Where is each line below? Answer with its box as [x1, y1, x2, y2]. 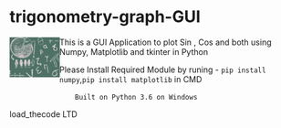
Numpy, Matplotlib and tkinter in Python [58, 46, 208, 57]
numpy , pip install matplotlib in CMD [58, 73, 203, 84]
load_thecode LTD [9, 108, 78, 120]
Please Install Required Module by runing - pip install [58, 64, 266, 75]
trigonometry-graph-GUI [9, 6, 201, 27]
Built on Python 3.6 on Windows [74, 92, 198, 101]
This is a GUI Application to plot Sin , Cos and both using [58, 37, 272, 48]
